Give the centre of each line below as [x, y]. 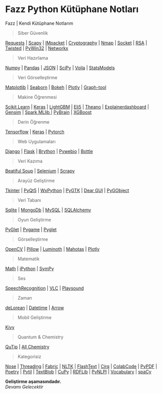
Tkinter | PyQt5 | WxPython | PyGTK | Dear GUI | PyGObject [67, 190]
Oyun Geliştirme [34, 219]
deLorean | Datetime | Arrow [35, 307]
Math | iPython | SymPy [30, 268]
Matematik [28, 259]
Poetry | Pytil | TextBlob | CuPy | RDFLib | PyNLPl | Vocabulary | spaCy [78, 371]
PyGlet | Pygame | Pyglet [31, 229]
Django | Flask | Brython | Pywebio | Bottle [49, 151]
